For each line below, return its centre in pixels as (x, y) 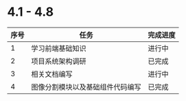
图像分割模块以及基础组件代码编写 (86, 87)
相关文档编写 (52, 74)
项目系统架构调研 (59, 61)
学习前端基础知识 (59, 48)
